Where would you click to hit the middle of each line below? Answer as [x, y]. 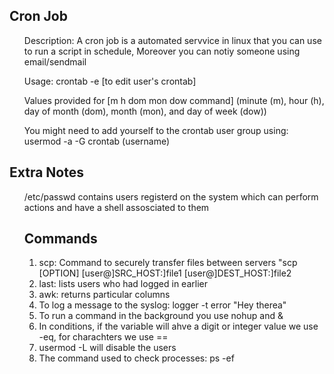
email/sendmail [55, 61]
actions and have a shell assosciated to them [116, 207]
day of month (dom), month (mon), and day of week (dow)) [145, 111]
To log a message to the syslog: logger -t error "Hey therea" [162, 305]
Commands [60, 239]
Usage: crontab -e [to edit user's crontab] [110, 81]
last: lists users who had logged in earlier [123, 284]
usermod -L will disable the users [107, 348]
